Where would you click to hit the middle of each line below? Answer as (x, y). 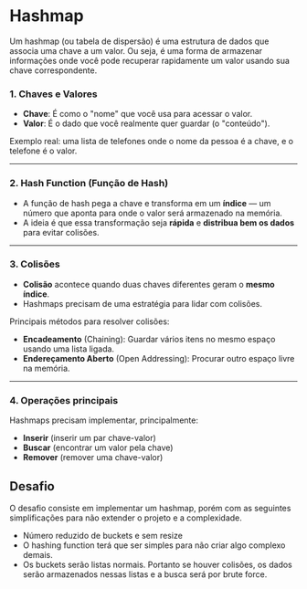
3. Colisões (35, 264)
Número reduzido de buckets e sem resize (102, 535)
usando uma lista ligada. (69, 349)
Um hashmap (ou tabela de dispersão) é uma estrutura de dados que (139, 41)
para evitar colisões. (61, 232)
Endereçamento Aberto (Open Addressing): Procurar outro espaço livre (159, 358)
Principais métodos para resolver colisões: (90, 321)
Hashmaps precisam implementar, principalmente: (104, 420)
